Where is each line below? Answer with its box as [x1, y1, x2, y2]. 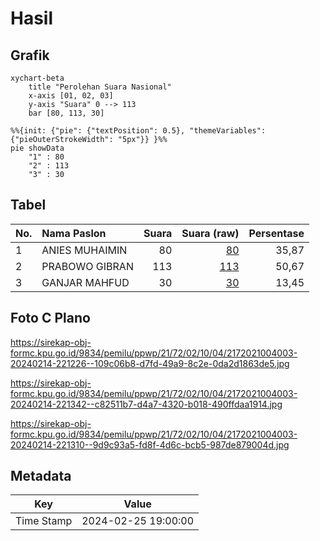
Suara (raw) [181, 226, 240, 240]
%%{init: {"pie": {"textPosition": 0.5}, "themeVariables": [10, 126, 267, 136]
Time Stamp [15, 514, 73, 528]
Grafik [10, 47, 50, 64]
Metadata [10, 468, 72, 485]
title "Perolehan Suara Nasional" [28, 82, 172, 92]
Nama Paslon [41, 226, 107, 240]
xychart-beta [10, 73, 65, 83]
